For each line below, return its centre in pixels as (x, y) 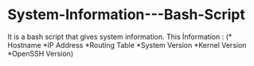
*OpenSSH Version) (40, 53)
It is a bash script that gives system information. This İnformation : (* (120, 37)
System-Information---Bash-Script (127, 15)
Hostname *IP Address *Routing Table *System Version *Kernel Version (127, 45)
